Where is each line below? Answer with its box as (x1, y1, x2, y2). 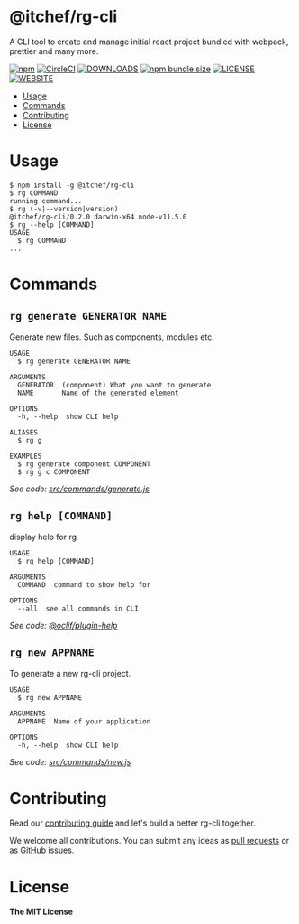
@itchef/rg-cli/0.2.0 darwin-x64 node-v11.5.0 (9, 212, 187, 221)
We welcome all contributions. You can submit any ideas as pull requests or (9, 835, 290, 846)
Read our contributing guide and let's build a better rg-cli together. (9, 817, 257, 828)
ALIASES (9, 427, 39, 437)
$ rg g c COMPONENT (17, 467, 91, 476)
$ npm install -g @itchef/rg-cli (9, 181, 135, 190)
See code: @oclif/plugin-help (9, 620, 118, 630)
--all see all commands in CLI (17, 603, 140, 613)
